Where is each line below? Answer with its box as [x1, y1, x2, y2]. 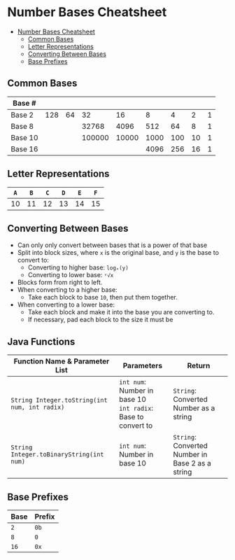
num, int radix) [10, 403, 65, 412]
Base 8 [10, 121, 34, 131]
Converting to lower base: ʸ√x [27, 271, 114, 279]
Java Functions [7, 335, 76, 347]
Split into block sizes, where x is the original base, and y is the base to [17, 248, 219, 257]
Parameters [122, 361, 163, 371]
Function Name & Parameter [13, 356, 110, 366]
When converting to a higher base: [17, 286, 117, 294]
